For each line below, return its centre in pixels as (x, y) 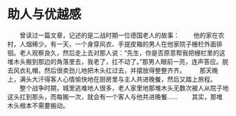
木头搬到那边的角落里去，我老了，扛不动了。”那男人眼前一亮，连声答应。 (118, 61)
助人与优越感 (45, 14)
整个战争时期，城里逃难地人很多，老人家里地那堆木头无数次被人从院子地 (124, 88)
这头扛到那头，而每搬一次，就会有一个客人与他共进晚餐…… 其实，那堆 (115, 96)
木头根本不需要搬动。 (38, 105)
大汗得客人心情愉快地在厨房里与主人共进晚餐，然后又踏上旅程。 (124, 79)
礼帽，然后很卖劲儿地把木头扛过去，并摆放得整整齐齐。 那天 (119, 70)
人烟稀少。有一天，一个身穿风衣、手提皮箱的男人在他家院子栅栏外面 (118, 44)
